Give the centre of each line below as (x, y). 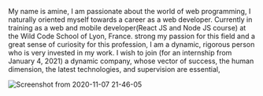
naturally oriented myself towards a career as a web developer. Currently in (130, 20)
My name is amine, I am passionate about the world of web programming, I (130, 11)
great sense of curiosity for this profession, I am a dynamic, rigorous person (131, 44)
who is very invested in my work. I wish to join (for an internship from (120, 53)
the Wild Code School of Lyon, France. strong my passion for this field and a (132, 36)
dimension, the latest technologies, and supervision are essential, (114, 69)
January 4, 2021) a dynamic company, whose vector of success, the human (131, 61)
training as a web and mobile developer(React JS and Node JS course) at (127, 28)
